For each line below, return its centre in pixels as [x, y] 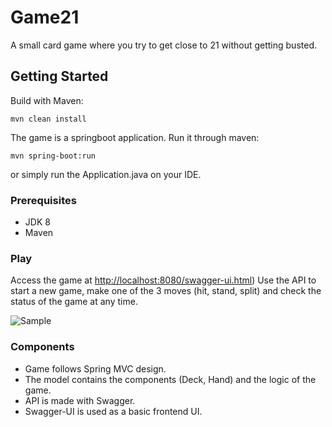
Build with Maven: [47, 100]
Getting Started [59, 76]
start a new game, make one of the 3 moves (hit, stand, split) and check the [166, 291]
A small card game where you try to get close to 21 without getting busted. [163, 45]
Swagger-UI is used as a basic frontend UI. [113, 411]
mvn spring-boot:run [53, 156]
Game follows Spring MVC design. [95, 368]
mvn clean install [48, 119]
